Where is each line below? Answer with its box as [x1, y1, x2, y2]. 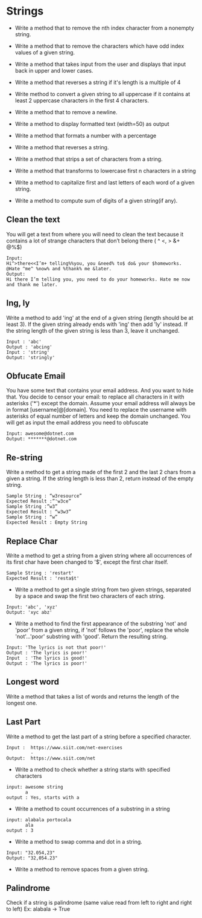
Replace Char [6, 536, 58, 546]
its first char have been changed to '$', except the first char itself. [6, 558, 169, 565]
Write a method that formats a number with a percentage [14, 132, 157, 139]
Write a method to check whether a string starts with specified [14, 766, 171, 773]
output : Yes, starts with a [6, 794, 80, 801]
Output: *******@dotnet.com [6, 436, 77, 442]
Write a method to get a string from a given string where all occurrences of [6, 552, 192, 559]
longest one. [6, 699, 37, 706]
